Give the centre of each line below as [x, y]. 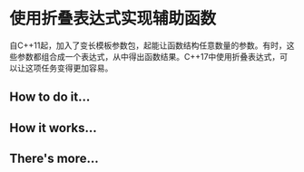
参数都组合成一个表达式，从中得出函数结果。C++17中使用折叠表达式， [148, 56]
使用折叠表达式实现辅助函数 [113, 19]
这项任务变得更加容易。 [69, 68]
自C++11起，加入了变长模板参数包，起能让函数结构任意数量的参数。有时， [148, 45]
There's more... [54, 159]
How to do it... [50, 97]
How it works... [53, 128]
